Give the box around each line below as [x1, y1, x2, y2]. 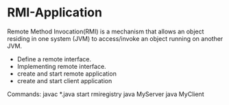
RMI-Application [7, 5, 103, 20]
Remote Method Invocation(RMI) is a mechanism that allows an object [7, 27, 204, 35]
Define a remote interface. [16, 55, 91, 63]
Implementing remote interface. [16, 62, 106, 70]
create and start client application [16, 76, 112, 85]
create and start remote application [16, 70, 117, 78]
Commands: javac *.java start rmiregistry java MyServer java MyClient [7, 90, 204, 98]
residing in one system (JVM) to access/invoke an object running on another [7, 34, 224, 42]
